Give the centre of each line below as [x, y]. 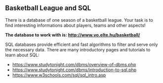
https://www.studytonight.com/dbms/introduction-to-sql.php [74, 70]
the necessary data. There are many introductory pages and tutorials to [78, 49]
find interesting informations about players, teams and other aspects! [75, 25]
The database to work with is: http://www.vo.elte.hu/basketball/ [73, 35]
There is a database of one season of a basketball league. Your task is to [79, 20]
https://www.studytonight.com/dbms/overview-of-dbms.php [74, 64]
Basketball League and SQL [48, 8]
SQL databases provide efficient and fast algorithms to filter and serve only [81, 44]
